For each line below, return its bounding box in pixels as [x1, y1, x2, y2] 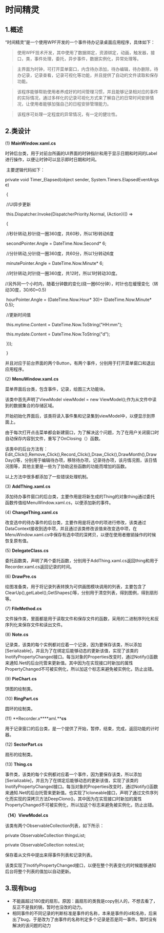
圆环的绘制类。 [5, 705, 35, 711]
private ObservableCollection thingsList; [5, 832, 86, 838]
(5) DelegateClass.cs [5, 548, 49, 553]
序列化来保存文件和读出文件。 [5, 621, 65, 628]
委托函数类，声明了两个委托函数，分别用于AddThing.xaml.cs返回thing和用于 [5, 557, 159, 563]
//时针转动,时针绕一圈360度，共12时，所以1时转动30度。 [6, 270, 120, 276]
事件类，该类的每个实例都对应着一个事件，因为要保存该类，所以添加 [5, 771, 142, 777]
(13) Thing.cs [5, 761, 33, 767]
